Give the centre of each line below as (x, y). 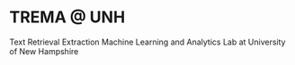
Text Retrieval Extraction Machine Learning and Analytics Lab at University (147, 42)
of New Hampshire (44, 51)
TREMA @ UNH (67, 17)
